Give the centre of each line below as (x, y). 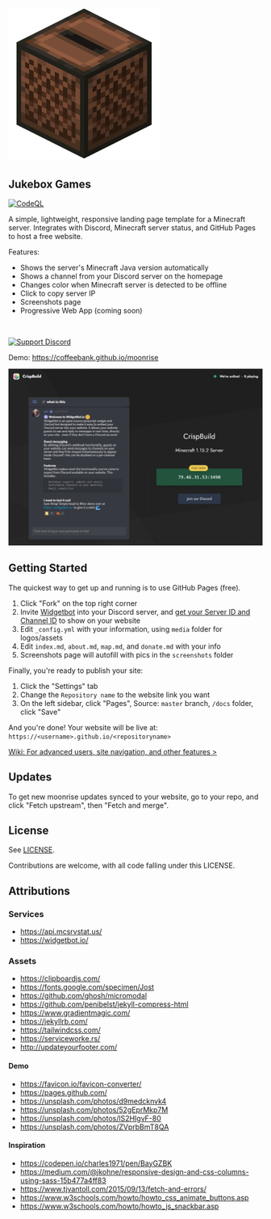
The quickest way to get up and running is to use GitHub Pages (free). (125, 587)
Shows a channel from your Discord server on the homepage (121, 276)
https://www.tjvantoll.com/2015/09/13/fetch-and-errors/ (113, 1189)
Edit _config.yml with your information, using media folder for (121, 628)
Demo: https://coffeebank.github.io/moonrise (83, 357)
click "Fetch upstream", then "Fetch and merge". (89, 805)
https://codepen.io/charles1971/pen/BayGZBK (96, 1163)
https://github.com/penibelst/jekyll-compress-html (104, 1004)
